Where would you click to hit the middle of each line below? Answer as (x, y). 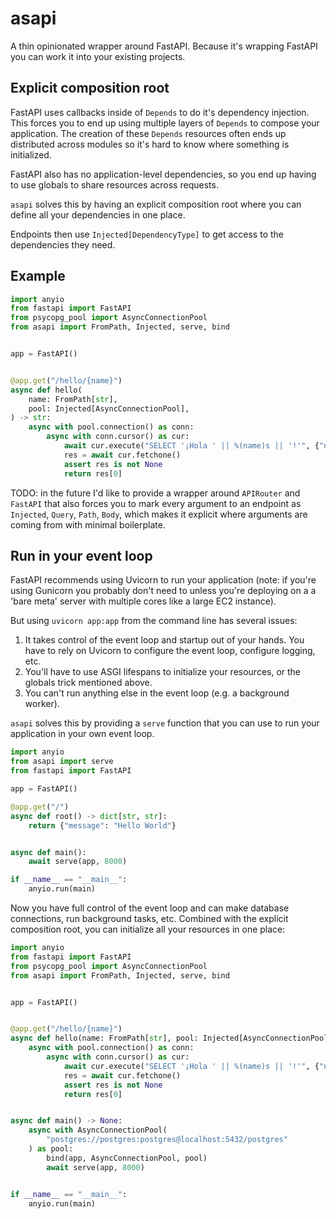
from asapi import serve (62, 762)
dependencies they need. (63, 244)
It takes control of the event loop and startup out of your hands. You (164, 640)
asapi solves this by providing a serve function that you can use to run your (165, 723)
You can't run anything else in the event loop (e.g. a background (157, 693)
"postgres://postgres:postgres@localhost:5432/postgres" (167, 1140)
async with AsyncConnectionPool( (98, 1130)
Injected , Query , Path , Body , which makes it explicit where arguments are (159, 514)
